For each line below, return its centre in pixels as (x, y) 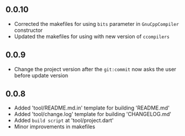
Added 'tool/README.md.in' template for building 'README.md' (92, 108)
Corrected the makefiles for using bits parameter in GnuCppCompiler (96, 24)
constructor (28, 30)
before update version (41, 75)
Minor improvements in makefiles (55, 127)
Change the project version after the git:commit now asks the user (95, 69)
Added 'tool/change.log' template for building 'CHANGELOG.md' (93, 114)
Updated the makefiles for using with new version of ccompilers (92, 36)
